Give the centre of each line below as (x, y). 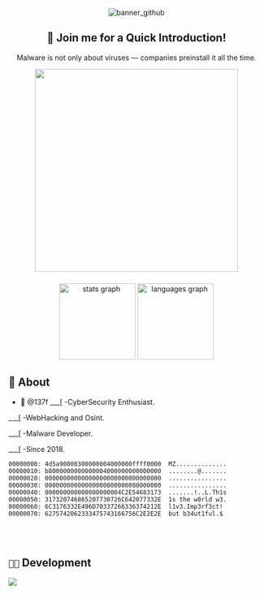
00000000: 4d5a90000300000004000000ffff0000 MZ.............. (118, 464)
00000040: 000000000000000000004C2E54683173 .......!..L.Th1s (118, 492)
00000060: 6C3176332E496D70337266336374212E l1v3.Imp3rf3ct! (116, 506)
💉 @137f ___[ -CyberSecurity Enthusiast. (87, 402)
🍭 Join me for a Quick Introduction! (136, 38)
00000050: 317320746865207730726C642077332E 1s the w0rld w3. (118, 499)
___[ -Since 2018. (37, 449)
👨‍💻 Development (50, 563)
